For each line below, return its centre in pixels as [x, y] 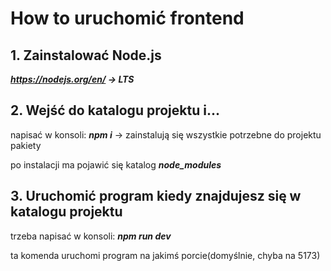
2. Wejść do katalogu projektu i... [115, 110]
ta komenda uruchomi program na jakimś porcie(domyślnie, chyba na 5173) [165, 255]
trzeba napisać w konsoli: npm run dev [91, 236]
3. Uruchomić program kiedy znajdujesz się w [156, 196]
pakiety [26, 145]
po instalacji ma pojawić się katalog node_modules [116, 164]
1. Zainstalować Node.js [86, 55]
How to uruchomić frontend [127, 18]
